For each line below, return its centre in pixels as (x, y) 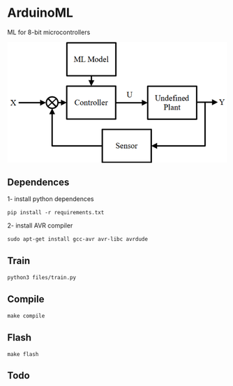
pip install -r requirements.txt (56, 213)
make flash (23, 354)
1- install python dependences (51, 199)
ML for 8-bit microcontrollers (49, 32)
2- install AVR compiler (40, 225)
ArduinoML (40, 13)
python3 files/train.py (42, 278)
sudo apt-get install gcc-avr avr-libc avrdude (78, 239)
